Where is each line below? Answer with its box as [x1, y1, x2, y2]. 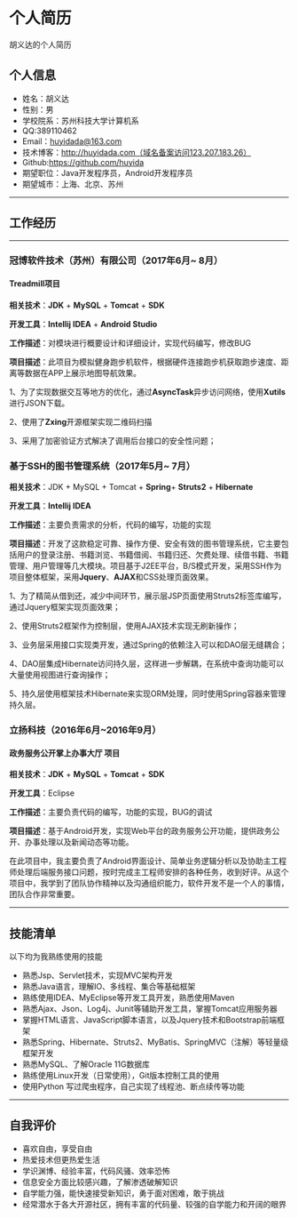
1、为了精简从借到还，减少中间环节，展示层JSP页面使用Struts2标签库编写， [9, 590, 286, 601]
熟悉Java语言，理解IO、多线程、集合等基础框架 [21, 981, 196, 991]
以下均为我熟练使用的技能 [9, 950, 103, 961]
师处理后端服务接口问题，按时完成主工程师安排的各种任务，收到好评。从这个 [9, 867, 289, 877]
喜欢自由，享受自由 [21, 1143, 93, 1154]
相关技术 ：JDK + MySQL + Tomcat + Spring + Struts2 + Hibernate [9, 481, 254, 492]
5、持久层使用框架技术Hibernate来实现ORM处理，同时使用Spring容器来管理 [9, 688, 286, 699]
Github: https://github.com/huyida [21, 156, 145, 167]
